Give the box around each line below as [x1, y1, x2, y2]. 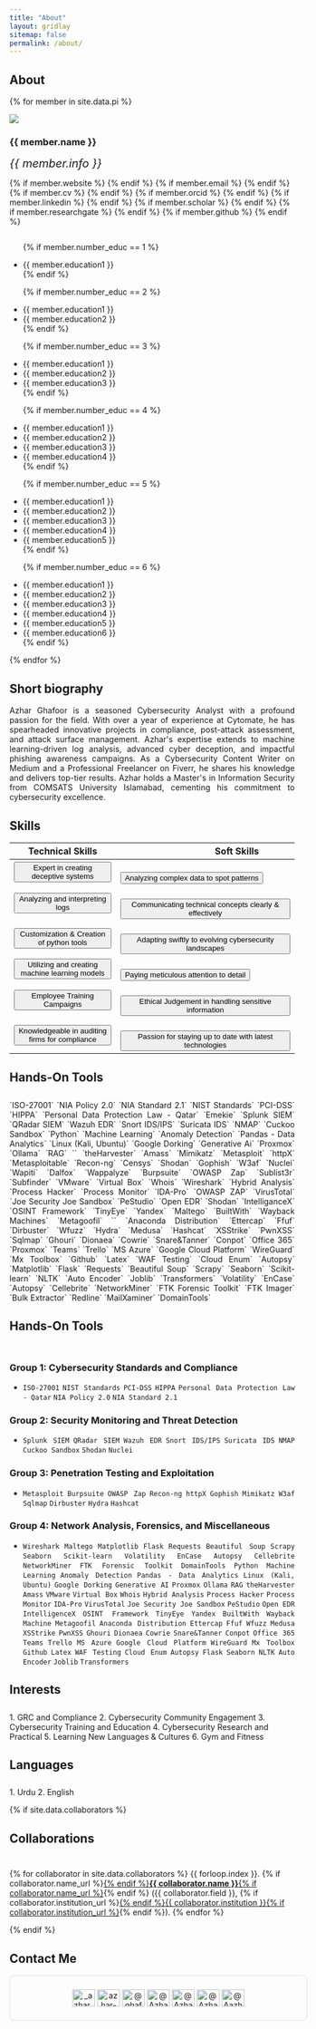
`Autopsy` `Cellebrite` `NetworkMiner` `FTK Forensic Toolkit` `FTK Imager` [9, 1282, 295, 1293]
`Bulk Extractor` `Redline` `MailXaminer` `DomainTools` [9, 1292, 211, 1303]
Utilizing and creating [27, 960, 98, 970]
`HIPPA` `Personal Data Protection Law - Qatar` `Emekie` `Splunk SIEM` [9, 1109, 295, 1120]
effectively [188, 908, 223, 918]
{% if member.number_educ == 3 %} [22, 341, 161, 352]
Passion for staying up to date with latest [137, 1031, 273, 1041]
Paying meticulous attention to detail [124, 970, 246, 980]
